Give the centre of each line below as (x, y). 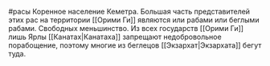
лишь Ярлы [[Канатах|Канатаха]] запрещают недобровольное (115, 37)
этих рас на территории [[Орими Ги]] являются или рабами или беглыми (134, 20)
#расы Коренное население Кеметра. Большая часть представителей (129, 12)
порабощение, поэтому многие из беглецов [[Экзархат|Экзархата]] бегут (135, 45)
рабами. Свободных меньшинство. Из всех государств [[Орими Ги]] (126, 28)
